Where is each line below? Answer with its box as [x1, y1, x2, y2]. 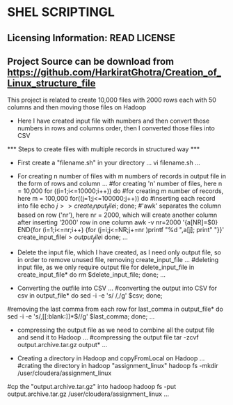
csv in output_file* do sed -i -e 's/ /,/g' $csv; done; [17, 291, 163, 300]
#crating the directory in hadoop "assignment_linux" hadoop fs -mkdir [17, 361, 218, 369]
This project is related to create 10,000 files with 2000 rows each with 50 [7, 95, 217, 105]
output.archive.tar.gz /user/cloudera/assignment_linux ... [7, 390, 169, 398]
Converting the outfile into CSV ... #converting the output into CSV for [17, 284, 218, 292]
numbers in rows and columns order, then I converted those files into [17, 124, 216, 132]
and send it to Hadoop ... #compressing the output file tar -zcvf [17, 333, 200, 342]
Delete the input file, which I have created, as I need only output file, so [17, 248, 221, 257]
